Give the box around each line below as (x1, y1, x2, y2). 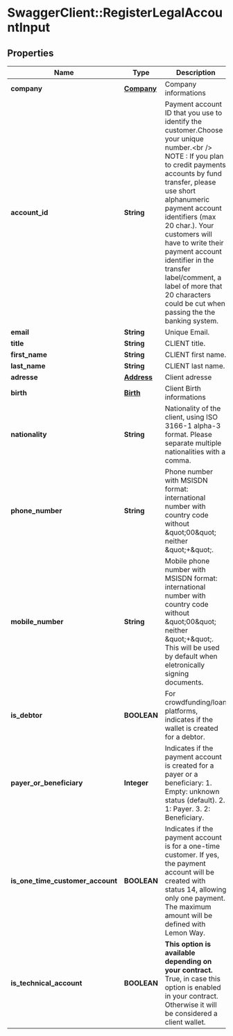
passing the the (164, 307, 216, 317)
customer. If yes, (164, 850, 220, 859)
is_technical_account (10, 978, 83, 987)
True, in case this (164, 974, 221, 983)
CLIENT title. (164, 338, 206, 348)
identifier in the (164, 255, 214, 265)
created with (164, 876, 206, 886)
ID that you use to (164, 108, 223, 117)
